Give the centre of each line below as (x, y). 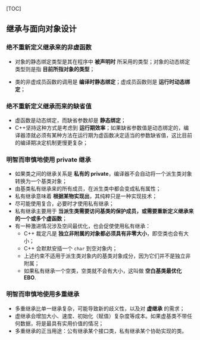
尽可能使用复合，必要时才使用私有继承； (64, 204)
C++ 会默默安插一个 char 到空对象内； (71, 249)
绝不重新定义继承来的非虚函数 (49, 47)
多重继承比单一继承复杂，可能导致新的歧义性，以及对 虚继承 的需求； (100, 308)
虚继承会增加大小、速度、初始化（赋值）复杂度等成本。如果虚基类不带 (101, 316)
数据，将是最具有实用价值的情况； (62, 323)
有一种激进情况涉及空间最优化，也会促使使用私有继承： (82, 226)
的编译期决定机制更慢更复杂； (51, 142)
